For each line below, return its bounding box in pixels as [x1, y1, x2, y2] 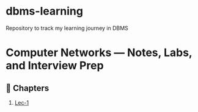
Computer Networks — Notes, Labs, [5, 46, 193, 60]
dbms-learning [5, 4, 84, 18]
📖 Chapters [5, 83, 50, 93]
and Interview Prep [5, 59, 105, 72]
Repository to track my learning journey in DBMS [5, 24, 129, 32]
